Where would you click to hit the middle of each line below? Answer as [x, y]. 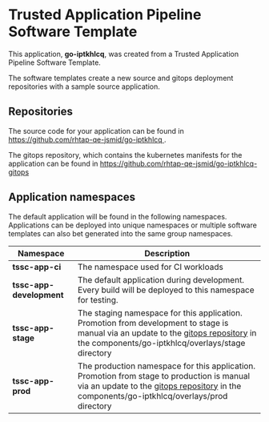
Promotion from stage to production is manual [164, 376]
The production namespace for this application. [167, 366]
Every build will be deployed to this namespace [166, 290]
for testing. [98, 299]
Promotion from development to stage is [153, 323]
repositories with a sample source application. [84, 86]
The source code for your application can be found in [96, 131]
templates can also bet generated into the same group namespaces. [121, 233]
